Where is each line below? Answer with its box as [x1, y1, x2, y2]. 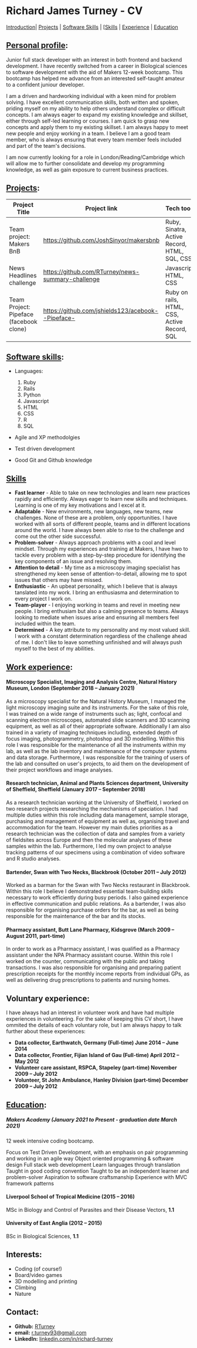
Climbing [14, 1283, 36, 1291]
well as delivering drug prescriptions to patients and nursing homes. [6, 977, 171, 984]
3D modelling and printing [14, 1278, 77, 1285]
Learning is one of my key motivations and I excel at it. [14, 502, 147, 509]
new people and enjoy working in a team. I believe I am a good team [6, 130, 171, 137]
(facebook [9, 317, 38, 326]
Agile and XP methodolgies [14, 434, 80, 441]
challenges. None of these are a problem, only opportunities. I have [14, 514, 178, 521]
